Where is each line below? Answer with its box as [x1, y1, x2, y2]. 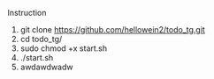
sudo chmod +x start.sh [19, 43, 108, 54]
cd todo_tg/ [19, 34, 63, 44]
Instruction [7, 8, 47, 18]
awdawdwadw [19, 61, 73, 72]
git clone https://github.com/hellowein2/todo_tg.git [19, 25, 206, 34]
